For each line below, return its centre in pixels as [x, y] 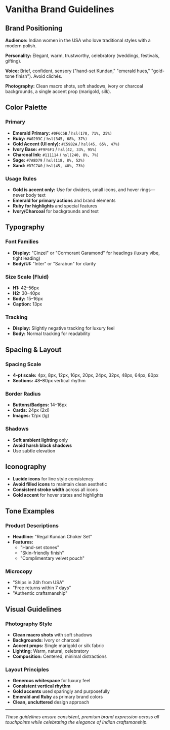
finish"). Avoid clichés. [39, 76]
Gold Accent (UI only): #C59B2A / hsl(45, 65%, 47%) [66, 144]
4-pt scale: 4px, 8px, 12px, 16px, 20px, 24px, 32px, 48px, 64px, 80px [86, 375]
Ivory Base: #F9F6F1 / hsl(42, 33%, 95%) [55, 149]
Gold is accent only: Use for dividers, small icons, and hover [76, 190]
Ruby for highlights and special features [55, 206]
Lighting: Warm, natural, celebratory [51, 651]
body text [36, 195]
